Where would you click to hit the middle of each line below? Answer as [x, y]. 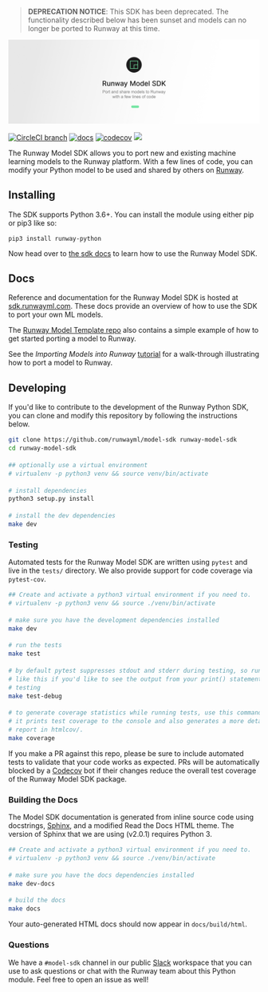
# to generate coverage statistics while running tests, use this [121, 713]
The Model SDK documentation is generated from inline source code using [131, 817]
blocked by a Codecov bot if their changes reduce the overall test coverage [132, 770]
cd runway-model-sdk [43, 448]
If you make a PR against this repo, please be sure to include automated [126, 753]
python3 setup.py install [51, 499]
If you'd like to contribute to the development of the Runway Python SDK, [128, 407]
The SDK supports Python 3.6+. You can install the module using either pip [131, 214]
